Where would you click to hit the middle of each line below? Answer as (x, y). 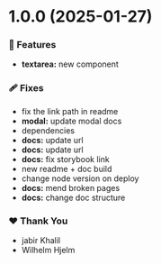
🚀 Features (32, 45)
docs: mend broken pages (71, 187)
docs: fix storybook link (65, 159)
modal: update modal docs (72, 121)
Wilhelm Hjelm (48, 250)
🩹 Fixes (26, 88)
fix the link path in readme (70, 111)
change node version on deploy (80, 178)
